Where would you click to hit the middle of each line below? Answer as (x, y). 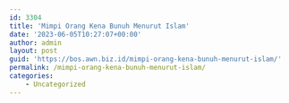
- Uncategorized (56, 84)
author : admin (36, 43)
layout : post (34, 51)
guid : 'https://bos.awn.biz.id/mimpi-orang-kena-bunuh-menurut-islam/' (145, 59)
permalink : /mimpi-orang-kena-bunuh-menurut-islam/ (107, 68)
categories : (31, 76)
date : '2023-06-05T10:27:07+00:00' (76, 34)
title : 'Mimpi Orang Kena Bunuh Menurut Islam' (100, 26)
